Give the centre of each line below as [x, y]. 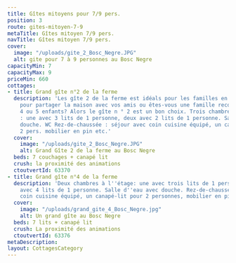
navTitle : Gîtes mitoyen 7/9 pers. [59, 40]
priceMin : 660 [28, 79]
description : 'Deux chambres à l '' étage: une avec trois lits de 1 [114, 183]
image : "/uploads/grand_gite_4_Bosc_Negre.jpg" [91, 210]
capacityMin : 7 [29, 66]
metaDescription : [33, 242]
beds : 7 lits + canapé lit [53, 222]
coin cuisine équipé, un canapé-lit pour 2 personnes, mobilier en [120, 196]
